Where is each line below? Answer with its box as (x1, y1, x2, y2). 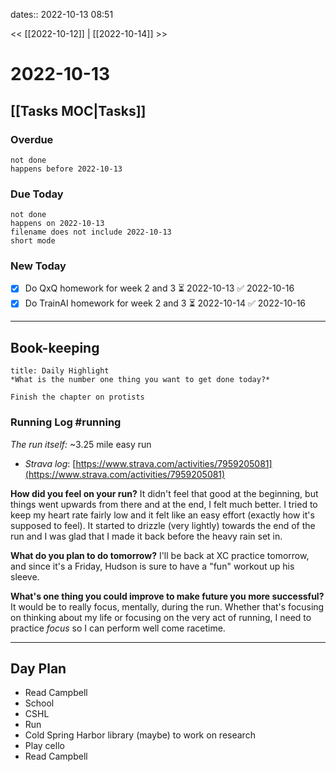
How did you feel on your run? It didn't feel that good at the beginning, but (10, 487, 319, 499)
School (24, 697, 55, 709)
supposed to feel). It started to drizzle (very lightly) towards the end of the (10, 519, 316, 531)
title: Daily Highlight (10, 366, 110, 376)
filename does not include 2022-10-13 (10, 227, 172, 238)
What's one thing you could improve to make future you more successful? (10, 590, 325, 602)
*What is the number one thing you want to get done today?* (10, 375, 271, 385)
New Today (10, 259, 67, 273)
